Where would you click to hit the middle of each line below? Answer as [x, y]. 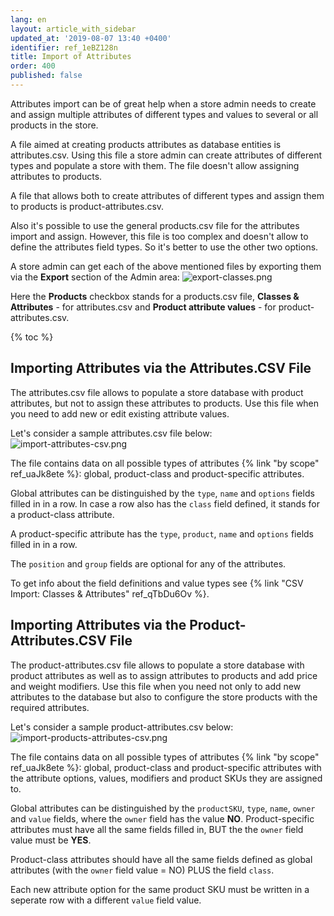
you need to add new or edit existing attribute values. [120, 413]
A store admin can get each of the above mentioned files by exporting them [166, 266]
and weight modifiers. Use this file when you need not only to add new [156, 686]
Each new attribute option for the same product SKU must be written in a [160, 889]
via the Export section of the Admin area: [95, 277]
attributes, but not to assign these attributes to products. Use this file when [165, 403]
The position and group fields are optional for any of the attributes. [148, 563]
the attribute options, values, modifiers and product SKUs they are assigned [166, 778]
